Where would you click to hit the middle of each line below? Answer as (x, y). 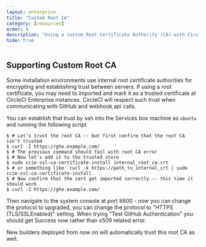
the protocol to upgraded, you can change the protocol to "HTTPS (90, 207)
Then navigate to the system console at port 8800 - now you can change (99, 200)
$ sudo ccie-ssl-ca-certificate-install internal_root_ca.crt (87, 162)
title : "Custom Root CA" (38, 18)
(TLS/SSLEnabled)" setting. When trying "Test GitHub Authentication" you (100, 214)
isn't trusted (25, 141)
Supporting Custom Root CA (62, 65)
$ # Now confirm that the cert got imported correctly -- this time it (100, 178)
